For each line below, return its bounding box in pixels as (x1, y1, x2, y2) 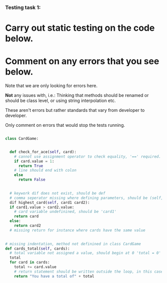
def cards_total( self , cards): (5, 246, 70, 251)
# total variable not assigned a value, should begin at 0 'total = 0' (9, 251, 162, 256)
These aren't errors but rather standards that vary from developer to (5, 107, 145, 113)
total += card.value (14, 265, 57, 270)
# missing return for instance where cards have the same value (9, 228, 146, 233)
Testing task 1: (5, 4, 41, 11)
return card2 (14, 223, 41, 228)
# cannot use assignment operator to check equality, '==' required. (14, 154, 162, 159)
